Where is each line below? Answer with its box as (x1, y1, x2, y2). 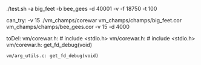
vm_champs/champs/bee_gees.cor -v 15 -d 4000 (6, 23, 130, 30)
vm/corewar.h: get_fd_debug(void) (6, 42, 93, 48)
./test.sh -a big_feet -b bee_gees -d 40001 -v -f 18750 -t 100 (6, 5, 157, 12)
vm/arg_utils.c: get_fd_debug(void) (6, 53, 99, 59)
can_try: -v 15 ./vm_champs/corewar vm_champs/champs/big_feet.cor (6, 17, 182, 23)
